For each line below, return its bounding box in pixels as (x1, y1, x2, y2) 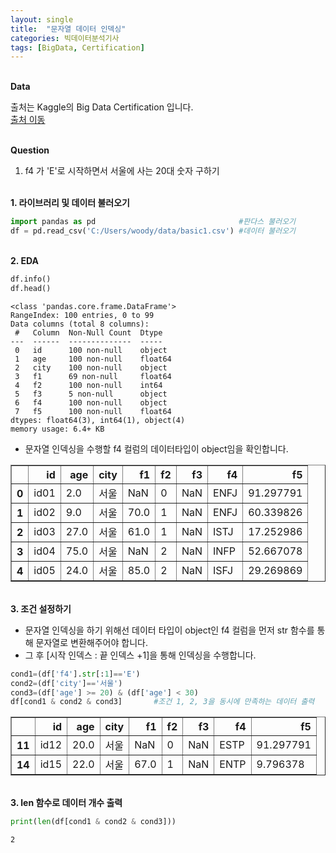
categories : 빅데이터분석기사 (10, 33, 120, 43)
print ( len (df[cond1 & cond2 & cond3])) (10, 817, 177, 827)
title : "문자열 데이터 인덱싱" (10, 24, 127, 34)
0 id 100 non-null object (14, 345, 168, 355)
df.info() (10, 274, 52, 284)
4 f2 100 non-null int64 (14, 380, 163, 390)
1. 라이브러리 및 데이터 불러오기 (10, 197, 130, 209)
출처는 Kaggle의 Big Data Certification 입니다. (10, 101, 194, 113)
